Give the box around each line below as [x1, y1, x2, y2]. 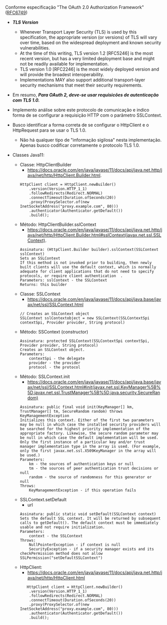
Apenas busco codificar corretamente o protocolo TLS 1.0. [19, 142, 141, 148]
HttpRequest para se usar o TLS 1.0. [12, 127, 86, 133]
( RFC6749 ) [5, 10, 28, 16]
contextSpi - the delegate [29, 356, 85, 361]
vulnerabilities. [19, 45, 50, 51]
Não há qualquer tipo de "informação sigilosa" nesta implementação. [19, 137, 162, 143]
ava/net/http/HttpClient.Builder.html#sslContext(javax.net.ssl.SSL [27, 232, 162, 238]
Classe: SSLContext [19, 291, 61, 297]
